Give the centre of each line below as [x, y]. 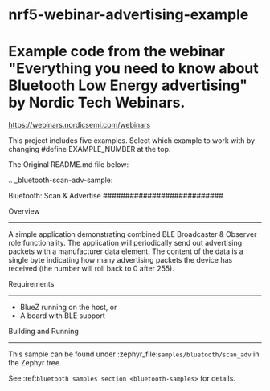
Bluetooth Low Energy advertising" [128, 86]
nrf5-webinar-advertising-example [129, 15]
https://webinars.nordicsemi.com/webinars [80, 125]
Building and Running [43, 332]
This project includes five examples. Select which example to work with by [132, 141]
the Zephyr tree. [35, 363]
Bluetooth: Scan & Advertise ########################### [116, 196]
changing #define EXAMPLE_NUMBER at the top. [90, 149]
